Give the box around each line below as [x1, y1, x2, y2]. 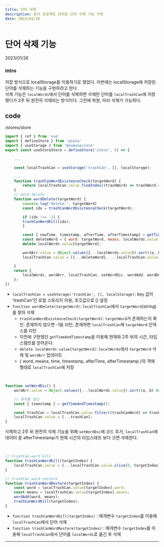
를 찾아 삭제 [12, 310, 35, 315]
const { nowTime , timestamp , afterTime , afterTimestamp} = [22, 233, 145, 237]
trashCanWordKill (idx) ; [22, 219, 71, 224]
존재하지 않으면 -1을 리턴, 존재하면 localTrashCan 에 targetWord [26, 322, 148, 328]
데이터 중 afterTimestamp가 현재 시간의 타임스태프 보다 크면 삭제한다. [5, 435, 138, 441]
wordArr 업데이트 [30, 352, 62, 358]
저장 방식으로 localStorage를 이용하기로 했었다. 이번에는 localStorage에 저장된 [5, 79, 156, 85]
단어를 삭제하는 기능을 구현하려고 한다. [5, 85, 78, 91]
